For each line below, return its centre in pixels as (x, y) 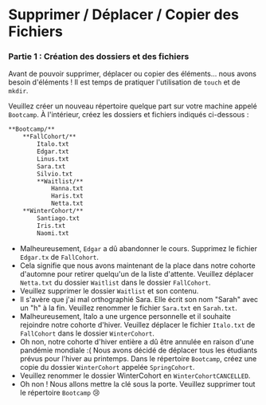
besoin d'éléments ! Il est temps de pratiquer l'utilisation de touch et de (124, 82)
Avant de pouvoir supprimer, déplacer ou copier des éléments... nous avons (133, 74)
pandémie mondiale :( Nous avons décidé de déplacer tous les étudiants (138, 350)
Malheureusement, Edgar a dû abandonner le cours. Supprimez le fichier (138, 248)
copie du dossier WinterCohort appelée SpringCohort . (107, 367)
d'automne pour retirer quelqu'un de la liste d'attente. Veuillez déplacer (137, 273)
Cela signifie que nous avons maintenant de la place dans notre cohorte (138, 265)
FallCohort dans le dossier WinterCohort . (87, 333)
